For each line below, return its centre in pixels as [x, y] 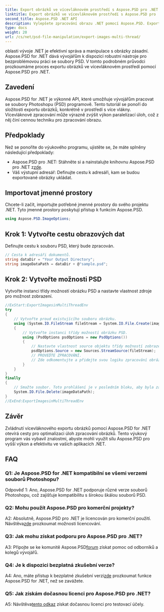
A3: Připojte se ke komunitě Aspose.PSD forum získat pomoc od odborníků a [82, 547]
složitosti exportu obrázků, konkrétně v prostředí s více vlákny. [68, 109]
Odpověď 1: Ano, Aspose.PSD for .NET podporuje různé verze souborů [76, 490]
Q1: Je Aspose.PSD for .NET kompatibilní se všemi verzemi [76, 473]
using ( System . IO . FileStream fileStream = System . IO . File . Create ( [83, 323]
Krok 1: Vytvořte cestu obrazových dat [65, 234]
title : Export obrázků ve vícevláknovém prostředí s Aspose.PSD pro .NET [82, 10]
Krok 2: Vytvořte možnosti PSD [53, 279]
